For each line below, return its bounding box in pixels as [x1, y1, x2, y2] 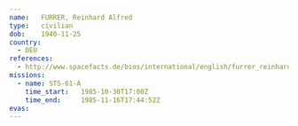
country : [9, 37, 42, 47]
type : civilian [9, 21, 74, 30]
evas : [9, 104, 29, 113]
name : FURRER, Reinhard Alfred [9, 12, 133, 22]
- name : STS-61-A [17, 79, 82, 88]
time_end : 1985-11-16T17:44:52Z [25, 95, 161, 105]
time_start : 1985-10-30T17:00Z [25, 87, 149, 96]
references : [9, 54, 53, 63]
